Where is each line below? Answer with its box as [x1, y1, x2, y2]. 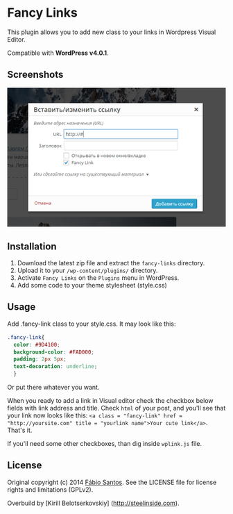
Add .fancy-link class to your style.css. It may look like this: [7, 320, 176, 328]
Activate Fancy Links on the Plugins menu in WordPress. [17, 273, 180, 282]
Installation [7, 240, 57, 252]
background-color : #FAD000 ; [13, 349, 95, 356]
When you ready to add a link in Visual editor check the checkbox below [7, 397, 214, 405]
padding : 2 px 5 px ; [13, 356, 67, 363]
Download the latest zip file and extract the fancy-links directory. [17, 258, 205, 267]
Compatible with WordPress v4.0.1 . [7, 49, 109, 57]
